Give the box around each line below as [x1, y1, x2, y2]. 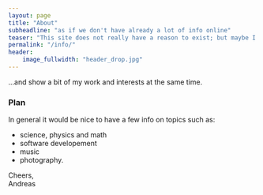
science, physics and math [19, 130, 107, 140]
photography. [19, 156, 64, 165]
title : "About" [8, 19, 58, 27]
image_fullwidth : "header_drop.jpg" [22, 56, 144, 64]
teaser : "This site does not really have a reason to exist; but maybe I [8, 33, 257, 42]
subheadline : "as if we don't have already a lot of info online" [8, 26, 231, 34]
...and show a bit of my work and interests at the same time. [8, 77, 203, 87]
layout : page [8, 11, 51, 20]
